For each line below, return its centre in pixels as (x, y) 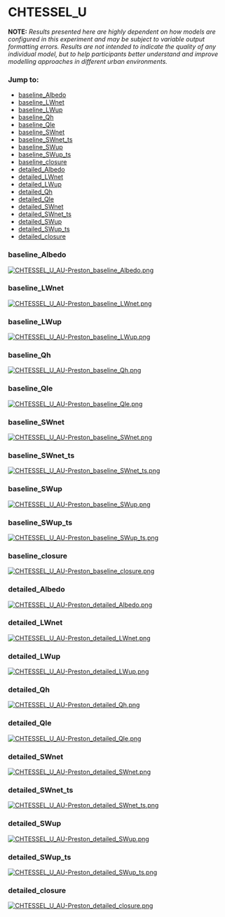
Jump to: (23, 79)
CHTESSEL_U (47, 12)
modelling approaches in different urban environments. (88, 61)
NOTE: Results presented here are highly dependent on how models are (112, 32)
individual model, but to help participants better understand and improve (113, 54)
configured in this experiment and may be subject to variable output (107, 39)
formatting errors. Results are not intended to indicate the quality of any (112, 46)
